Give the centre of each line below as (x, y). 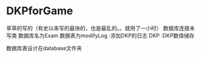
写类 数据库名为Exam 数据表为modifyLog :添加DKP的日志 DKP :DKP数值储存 (100, 35)
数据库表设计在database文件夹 (44, 48)
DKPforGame (40, 11)
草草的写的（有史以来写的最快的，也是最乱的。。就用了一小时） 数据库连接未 (100, 28)
